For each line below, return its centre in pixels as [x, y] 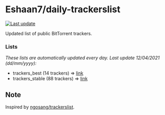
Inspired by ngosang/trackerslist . [40, 107]
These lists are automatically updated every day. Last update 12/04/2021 [82, 58]
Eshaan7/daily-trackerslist [63, 9]
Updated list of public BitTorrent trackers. [49, 33]
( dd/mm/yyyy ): [21, 63]
